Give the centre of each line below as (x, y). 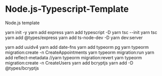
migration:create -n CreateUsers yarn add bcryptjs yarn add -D (69, 63)
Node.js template (22, 23)
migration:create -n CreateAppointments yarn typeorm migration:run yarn (80, 52)
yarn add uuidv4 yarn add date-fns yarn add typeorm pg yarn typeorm (77, 47)
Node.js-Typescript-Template (67, 9)
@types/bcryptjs (22, 68)
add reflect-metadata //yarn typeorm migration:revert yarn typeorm (74, 57)
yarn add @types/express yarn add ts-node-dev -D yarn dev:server (74, 38)
